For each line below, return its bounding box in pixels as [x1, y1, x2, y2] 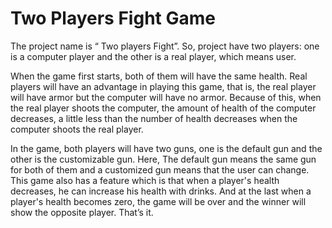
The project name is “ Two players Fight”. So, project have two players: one [10, 40, 320, 52]
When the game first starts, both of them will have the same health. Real [10, 70, 308, 82]
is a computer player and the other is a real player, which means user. [10, 50, 297, 62]
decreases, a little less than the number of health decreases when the [10, 112, 298, 124]
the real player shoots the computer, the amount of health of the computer [10, 102, 317, 114]
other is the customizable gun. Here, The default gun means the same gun [10, 153, 317, 165]
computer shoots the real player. [10, 123, 144, 135]
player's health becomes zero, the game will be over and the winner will [10, 195, 307, 207]
